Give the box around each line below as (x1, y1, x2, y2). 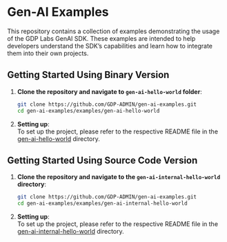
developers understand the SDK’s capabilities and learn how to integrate (7, 41, 213, 50)
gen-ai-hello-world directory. (17, 134, 100, 142)
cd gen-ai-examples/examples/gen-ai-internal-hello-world (17, 200, 188, 207)
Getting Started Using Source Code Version (7, 154, 198, 166)
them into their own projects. (7, 49, 89, 57)
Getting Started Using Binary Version (7, 69, 170, 81)
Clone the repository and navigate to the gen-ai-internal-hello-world (17, 173, 221, 181)
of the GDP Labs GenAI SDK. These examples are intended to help (7, 34, 196, 42)
